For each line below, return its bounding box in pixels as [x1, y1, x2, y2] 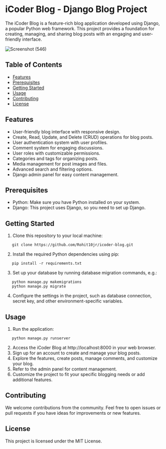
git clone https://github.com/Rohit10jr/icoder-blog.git [12, 243, 134, 248]
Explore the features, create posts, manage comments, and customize [12, 355, 158, 361]
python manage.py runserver [12, 336, 71, 341]
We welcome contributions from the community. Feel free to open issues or [5, 404, 161, 411]
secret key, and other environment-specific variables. [12, 298, 123, 304]
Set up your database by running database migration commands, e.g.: [12, 270, 157, 276]
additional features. [12, 377, 53, 383]
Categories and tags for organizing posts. [12, 155, 99, 162]
